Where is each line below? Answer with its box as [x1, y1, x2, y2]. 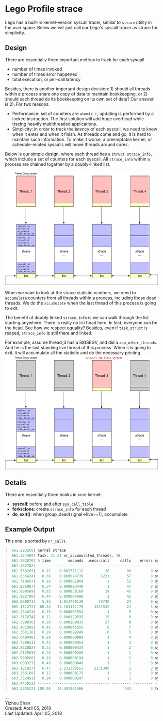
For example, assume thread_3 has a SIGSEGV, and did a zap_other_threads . [5, 339, 158, 345]
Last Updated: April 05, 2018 [5, 710, 62, 716]
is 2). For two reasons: [5, 101, 50, 107]
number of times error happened [12, 71, 78, 77]
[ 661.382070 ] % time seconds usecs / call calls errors [5, 559, 153, 563]
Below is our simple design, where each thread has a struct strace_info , [5, 151, 152, 157]
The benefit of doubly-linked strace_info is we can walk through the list [5, 315, 149, 320]
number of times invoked [12, 66, 62, 72]
